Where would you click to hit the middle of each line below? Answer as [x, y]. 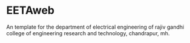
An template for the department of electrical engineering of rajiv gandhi [95, 27]
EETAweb [30, 10]
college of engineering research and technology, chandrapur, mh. [88, 33]
